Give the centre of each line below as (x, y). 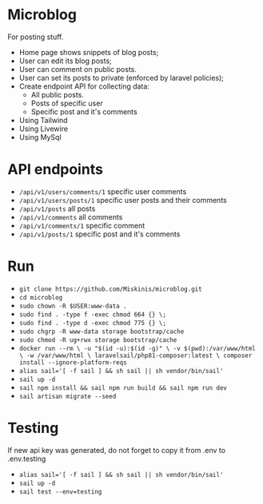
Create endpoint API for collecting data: (84, 86)
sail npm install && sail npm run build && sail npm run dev (123, 388)
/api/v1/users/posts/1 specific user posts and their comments (123, 200)
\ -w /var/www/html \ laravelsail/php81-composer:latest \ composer (135, 355)
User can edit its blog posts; (66, 61)
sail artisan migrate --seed (68, 396)
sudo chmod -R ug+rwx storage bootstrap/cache (98, 340)
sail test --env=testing (60, 492)
